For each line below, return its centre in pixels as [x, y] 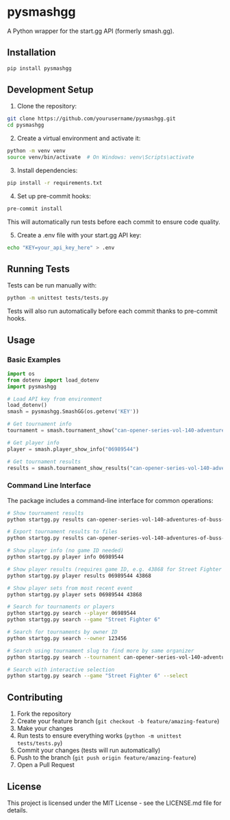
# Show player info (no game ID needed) [66, 551]
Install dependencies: [47, 170]
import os [21, 374]
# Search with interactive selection [61, 670]
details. [17, 810]
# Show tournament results [46, 513]
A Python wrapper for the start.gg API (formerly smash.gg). [91, 31]
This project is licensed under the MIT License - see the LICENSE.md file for [114, 803]
